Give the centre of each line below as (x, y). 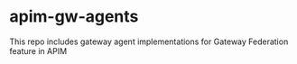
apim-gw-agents (74, 17)
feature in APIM (38, 50)
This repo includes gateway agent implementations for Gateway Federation (149, 41)
